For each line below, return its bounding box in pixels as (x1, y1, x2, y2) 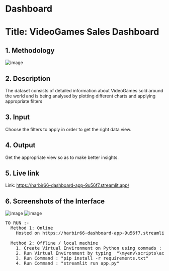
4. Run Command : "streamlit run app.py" (16, 260, 120, 266)
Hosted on (16, 230, 40, 236)
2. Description (5, 74, 51, 83)
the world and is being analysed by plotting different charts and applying (5, 93, 156, 99)
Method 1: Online (10, 225, 53, 231)
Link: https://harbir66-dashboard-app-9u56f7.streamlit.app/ (5, 182, 130, 188)
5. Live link (5, 169, 39, 178)
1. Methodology (5, 46, 55, 55)
